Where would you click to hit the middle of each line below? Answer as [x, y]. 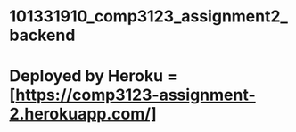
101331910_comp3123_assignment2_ [148, 16]
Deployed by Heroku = [94, 76]
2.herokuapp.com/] [83, 114]
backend [42, 35]
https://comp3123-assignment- [136, 95]
